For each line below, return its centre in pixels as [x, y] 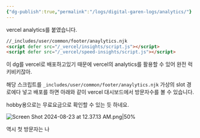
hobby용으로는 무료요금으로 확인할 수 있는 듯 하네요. [68, 105]
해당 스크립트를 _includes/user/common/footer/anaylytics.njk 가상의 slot [96, 85]
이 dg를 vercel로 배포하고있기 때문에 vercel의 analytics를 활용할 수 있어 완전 [96, 64]
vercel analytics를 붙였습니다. [42, 29]
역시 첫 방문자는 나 [28, 129]
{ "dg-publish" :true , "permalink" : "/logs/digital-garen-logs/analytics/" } [99, 12]
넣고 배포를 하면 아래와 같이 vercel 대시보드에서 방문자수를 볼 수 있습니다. [108, 92]
